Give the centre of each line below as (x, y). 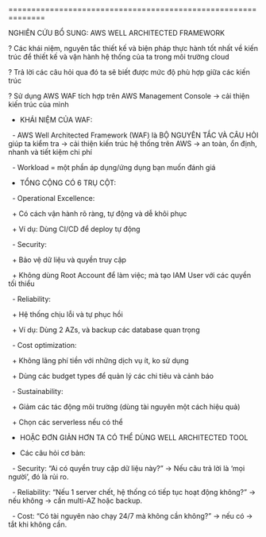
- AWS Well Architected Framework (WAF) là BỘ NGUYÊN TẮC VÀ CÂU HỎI (135, 135)
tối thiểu (21, 284)
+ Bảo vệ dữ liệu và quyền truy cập (69, 260)
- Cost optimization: (44, 345)
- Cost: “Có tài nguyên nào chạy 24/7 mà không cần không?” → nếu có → (132, 516)
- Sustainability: (37, 391)
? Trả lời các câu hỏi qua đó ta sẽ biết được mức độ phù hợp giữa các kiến (129, 72)
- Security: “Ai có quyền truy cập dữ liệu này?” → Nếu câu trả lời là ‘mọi (128, 468)
